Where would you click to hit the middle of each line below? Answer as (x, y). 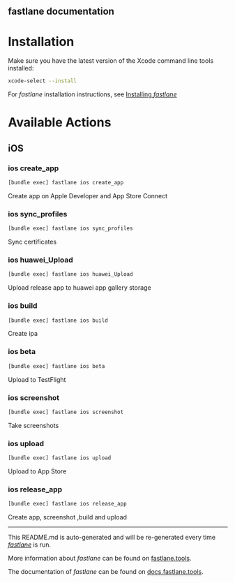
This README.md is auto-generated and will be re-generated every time (112, 538)
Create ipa (23, 334)
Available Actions (60, 123)
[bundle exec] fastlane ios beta (56, 366)
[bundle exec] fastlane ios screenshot (66, 412)
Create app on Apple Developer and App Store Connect (88, 195)
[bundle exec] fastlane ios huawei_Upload (70, 274)
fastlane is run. (30, 545)
